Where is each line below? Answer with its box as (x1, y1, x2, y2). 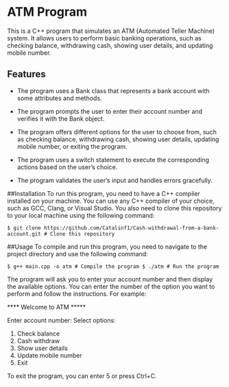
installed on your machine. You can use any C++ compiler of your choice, (7, 197, 215, 205)
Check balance (16, 329, 60, 338)
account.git (7, 230, 41, 237)
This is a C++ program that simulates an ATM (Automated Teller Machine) (7, 27, 215, 35)
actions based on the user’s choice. (16, 162, 118, 171)
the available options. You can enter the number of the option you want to (7, 282, 215, 290)
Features (7, 68, 46, 80)
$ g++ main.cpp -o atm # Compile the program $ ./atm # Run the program (7, 263, 219, 270)
